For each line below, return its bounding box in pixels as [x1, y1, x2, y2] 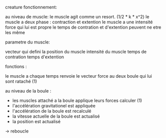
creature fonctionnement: [5, 4, 57, 10]
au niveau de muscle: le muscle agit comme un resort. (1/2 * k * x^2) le [5, 14, 150, 19]
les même [5, 30, 25, 35]
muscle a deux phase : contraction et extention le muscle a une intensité [5, 19, 153, 25]
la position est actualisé [12, 119, 61, 124]
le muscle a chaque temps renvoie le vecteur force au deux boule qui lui [5, 73, 152, 79]
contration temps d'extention [5, 54, 64, 60]
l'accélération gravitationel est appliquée [12, 103, 96, 108]
